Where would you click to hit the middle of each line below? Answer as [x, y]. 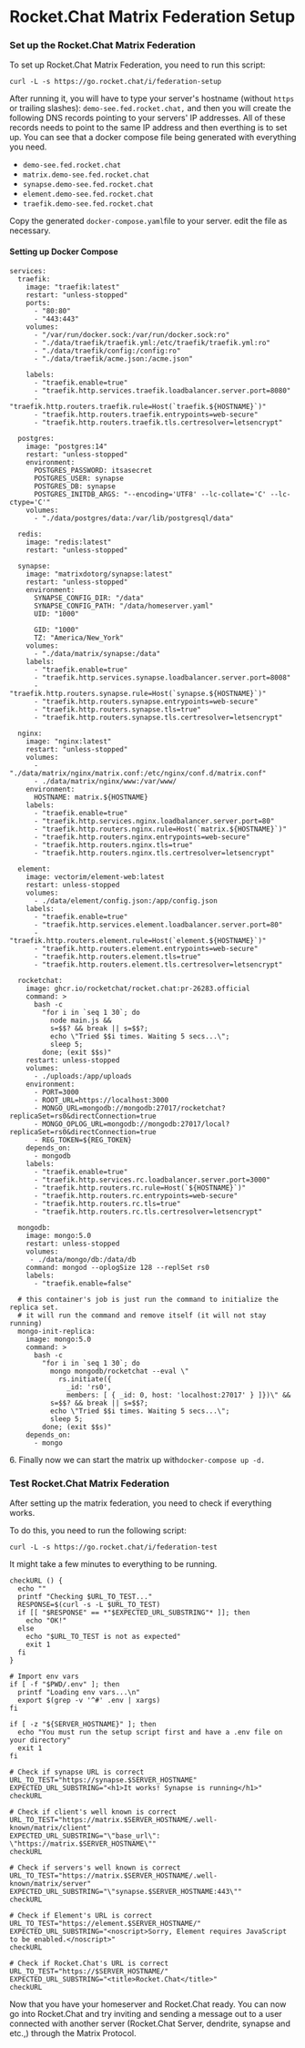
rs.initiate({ [85, 1379]
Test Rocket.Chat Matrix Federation [90, 1483]
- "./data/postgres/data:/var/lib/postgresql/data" [133, 518]
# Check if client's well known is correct [93, 1812]
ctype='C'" [30, 502]
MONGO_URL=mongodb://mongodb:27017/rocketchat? [134, 1108]
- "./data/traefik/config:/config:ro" [107, 351]
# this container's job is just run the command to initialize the [148, 1299]
